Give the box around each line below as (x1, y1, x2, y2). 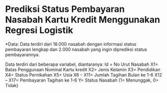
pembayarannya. (5, 51, 40, 58)
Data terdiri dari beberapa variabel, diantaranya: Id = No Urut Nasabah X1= (5, 61, 159, 67)
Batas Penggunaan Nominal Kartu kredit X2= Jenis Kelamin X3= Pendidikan (5, 66, 161, 73)
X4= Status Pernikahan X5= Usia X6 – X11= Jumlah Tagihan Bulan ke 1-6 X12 (5, 72, 162, 78)
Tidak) (5, 82, 18, 88)
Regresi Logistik (5, 25, 73, 36)
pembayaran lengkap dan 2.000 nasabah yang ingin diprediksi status (5, 46, 147, 52)
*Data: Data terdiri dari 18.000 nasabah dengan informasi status (5, 41, 137, 47)
